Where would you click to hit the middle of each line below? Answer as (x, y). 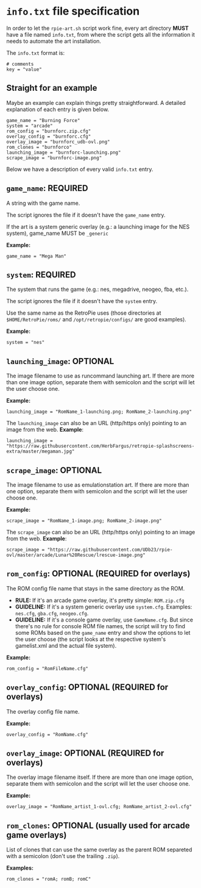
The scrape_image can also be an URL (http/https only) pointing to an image (101, 532)
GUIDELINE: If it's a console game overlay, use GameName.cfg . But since (104, 620)
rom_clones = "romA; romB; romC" (49, 879)
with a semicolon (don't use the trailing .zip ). (63, 856)
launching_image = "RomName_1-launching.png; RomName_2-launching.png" (99, 412)
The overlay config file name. (43, 711)
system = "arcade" (30, 126)
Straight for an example (52, 88)
